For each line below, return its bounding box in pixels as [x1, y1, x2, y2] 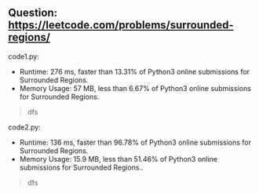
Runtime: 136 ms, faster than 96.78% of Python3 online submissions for [19, 137, 252, 147]
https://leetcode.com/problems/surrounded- [8, 19, 234, 32]
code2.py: [8, 122, 41, 132]
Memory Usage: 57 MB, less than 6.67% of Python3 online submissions [19, 83, 251, 93]
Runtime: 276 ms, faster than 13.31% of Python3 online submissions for [19, 67, 250, 76]
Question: [8, 6, 58, 20]
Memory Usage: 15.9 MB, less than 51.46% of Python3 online [19, 154, 218, 163]
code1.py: [8, 51, 39, 61]
